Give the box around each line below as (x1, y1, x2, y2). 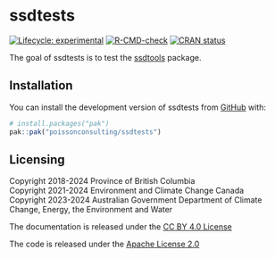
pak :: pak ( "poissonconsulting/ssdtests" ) (9, 127, 162, 137)
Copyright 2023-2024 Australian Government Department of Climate (9, 195, 262, 205)
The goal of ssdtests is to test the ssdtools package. (9, 52, 202, 62)
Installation (9, 78, 73, 94)
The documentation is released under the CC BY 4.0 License (9, 221, 232, 232)
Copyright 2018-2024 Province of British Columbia (9, 176, 196, 187)
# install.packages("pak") (9, 119, 110, 128)
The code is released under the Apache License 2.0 (9, 238, 200, 250)
